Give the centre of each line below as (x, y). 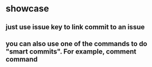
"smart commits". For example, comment (71, 51)
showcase (27, 9)
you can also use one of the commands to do (76, 43)
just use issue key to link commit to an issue (75, 27)
